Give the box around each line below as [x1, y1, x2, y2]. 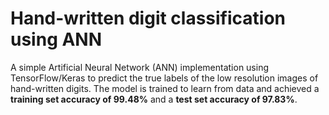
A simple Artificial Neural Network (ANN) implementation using [10, 61, 270, 73]
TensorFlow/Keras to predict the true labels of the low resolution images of [10, 72, 319, 84]
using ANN [10, 28, 103, 51]
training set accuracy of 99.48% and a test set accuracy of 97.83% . [10, 93, 298, 105]
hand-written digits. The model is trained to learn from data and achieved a [10, 82, 320, 94]
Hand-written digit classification [10, 7, 287, 30]
